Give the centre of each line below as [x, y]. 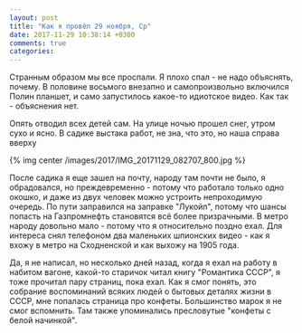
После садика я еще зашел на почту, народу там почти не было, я [137, 178]
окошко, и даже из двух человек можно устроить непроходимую [136, 197]
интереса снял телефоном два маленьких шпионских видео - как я [140, 235]
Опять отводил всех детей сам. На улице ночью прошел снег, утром [142, 124]
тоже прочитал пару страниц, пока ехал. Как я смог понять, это [133, 282]
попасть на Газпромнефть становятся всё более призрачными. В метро [149, 216]
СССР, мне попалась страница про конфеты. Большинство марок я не [146, 301]
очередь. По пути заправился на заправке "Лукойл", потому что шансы [148, 207]
